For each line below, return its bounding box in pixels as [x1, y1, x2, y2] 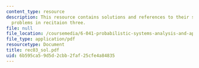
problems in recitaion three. [11, 20, 86, 25]
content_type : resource [6, 8, 65, 15]
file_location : [6, 31, 44, 37]
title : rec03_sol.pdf [6, 47, 60, 53]
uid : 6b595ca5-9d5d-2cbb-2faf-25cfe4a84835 [6, 53, 115, 59]
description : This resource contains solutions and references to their [6, 14, 190, 20]
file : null [6, 25, 33, 31]
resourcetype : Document [6, 42, 65, 48]
